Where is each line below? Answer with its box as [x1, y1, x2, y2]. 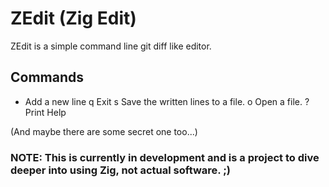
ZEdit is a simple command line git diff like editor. [10, 40, 212, 52]
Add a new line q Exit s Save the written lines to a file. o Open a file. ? [24, 95, 310, 107]
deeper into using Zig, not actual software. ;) [10, 163, 231, 177]
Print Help [24, 106, 67, 118]
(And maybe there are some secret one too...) [10, 125, 198, 137]
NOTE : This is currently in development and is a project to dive [10, 150, 320, 164]
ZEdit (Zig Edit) [10, 7, 137, 30]
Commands [10, 69, 85, 86]
